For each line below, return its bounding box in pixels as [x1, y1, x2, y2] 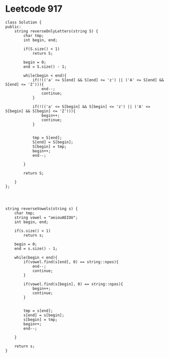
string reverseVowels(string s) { [5, 206, 78, 211]
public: [5, 24, 22, 29]
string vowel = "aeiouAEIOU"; [14, 215, 78, 220]
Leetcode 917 [5, 3, 63, 15]
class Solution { [5, 20, 42, 25]
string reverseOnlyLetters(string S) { [14, 28, 99, 33]
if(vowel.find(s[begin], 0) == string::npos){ [23, 281, 123, 287]
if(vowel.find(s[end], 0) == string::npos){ [23, 259, 119, 264]
